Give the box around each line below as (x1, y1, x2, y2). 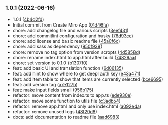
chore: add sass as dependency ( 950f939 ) (12, 43, 103, 49)
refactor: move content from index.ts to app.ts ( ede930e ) (12, 92, 132, 98)
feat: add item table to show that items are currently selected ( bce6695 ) (12, 76, 163, 82)
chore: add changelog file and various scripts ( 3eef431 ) (12, 27, 129, 33)
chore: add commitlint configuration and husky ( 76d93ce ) (12, 33, 133, 39)
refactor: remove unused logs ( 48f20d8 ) (12, 108, 97, 114)
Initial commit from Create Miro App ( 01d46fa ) (12, 21, 109, 28)
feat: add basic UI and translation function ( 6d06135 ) (12, 65, 123, 71)
